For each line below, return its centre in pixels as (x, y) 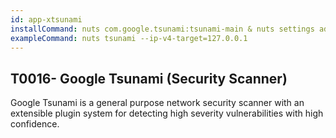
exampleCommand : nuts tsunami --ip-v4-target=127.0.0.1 (129, 38)
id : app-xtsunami (46, 19)
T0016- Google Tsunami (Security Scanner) (149, 78)
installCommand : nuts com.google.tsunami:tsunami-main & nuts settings (162, 29)
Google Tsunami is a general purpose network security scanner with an (157, 103)
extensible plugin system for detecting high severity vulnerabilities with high (167, 113)
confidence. (35, 124)
